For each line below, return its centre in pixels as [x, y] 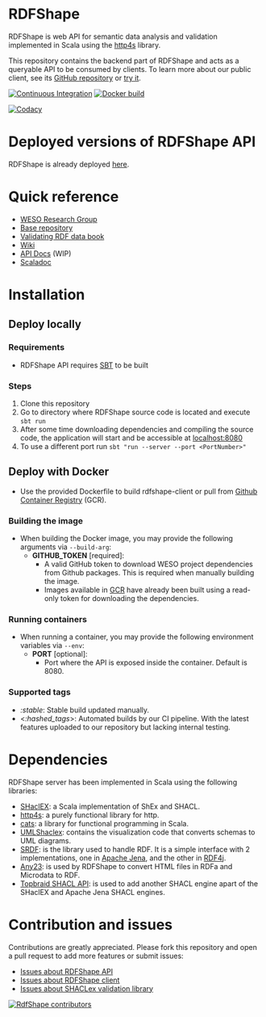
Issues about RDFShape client [70, 980]
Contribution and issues [91, 925]
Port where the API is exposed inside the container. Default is [145, 662]
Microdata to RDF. [50, 875]
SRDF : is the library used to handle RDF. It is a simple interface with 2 [135, 849]
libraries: [23, 790]
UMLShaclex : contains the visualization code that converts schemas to [137, 832]
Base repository [46, 228]
